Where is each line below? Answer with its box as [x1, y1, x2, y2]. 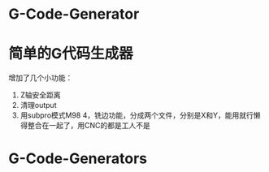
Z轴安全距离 [20, 90, 61, 100]
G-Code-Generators [8, 149, 148, 168]
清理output [20, 101, 57, 110]
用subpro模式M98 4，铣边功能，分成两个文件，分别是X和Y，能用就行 [20, 110, 254, 120]
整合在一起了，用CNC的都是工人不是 [27, 121, 150, 131]
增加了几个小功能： [8, 73, 73, 83]
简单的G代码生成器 [8, 45, 134, 63]
